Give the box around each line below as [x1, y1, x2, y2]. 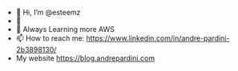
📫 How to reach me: [15, 34, 85, 43]
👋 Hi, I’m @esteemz [15, 8, 81, 17]
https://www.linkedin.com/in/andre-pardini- [86, 34, 230, 43]
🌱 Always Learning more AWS [15, 25, 115, 34]
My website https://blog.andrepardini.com [15, 53, 155, 63]
